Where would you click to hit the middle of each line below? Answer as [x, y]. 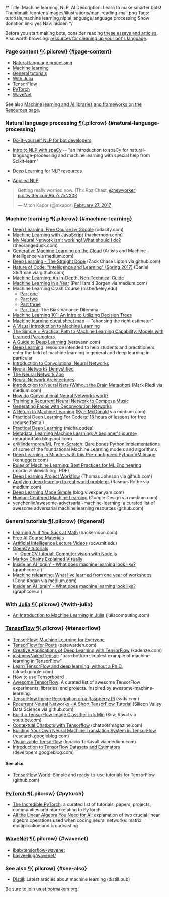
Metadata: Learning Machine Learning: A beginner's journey [75, 433]
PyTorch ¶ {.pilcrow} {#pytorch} [45, 793]
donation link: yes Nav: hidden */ [39, 23]
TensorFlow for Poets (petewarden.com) [54, 645]
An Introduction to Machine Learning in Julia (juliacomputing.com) [81, 615]
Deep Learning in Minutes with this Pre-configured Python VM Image [84, 454]
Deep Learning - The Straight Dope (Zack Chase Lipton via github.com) [87, 261]
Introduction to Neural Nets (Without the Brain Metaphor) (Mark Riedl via [88, 385]
